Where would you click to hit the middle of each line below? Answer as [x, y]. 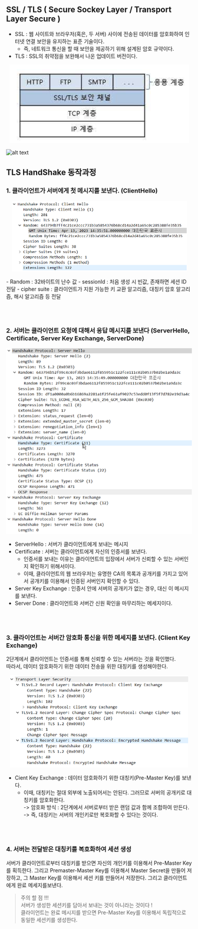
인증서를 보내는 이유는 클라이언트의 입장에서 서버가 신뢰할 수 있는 [98, 559]
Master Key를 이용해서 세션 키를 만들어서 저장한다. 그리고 [96, 878]
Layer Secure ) [33, 19]
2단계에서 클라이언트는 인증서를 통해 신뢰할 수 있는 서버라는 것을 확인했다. [91, 659]
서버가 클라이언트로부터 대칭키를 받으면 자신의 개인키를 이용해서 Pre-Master [94, 863]
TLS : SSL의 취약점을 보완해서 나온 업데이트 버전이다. [76, 56]
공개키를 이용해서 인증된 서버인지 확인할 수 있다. [85, 581]
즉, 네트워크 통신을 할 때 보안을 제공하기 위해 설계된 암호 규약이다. [99, 48]
